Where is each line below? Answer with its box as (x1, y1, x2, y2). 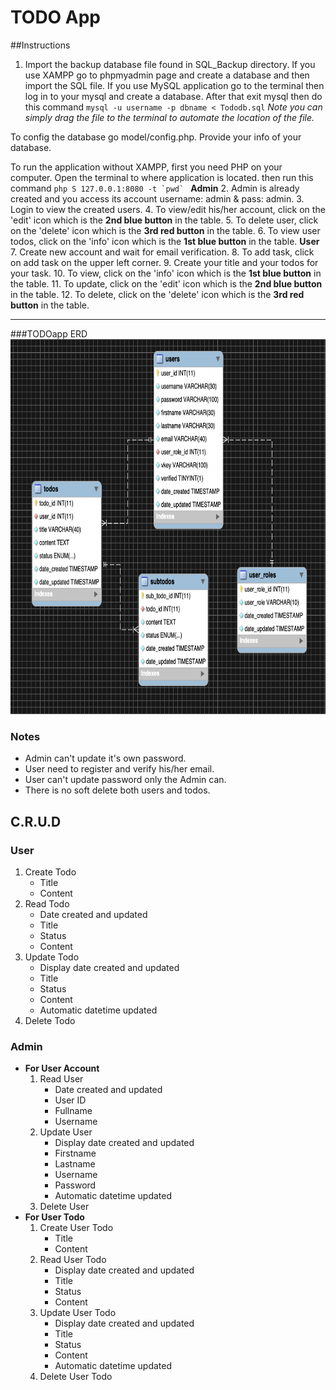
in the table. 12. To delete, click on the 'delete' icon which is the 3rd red (10, 288, 305, 300)
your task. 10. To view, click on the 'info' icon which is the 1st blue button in (10, 267, 322, 279)
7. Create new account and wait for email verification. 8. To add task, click (10, 246, 315, 258)
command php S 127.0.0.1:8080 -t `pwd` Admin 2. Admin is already (10, 182, 300, 194)
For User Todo (24, 1211, 85, 1223)
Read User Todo (39, 1254, 107, 1266)
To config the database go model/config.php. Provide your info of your (10, 131, 302, 143)
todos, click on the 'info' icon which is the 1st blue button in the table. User (10, 235, 320, 247)
